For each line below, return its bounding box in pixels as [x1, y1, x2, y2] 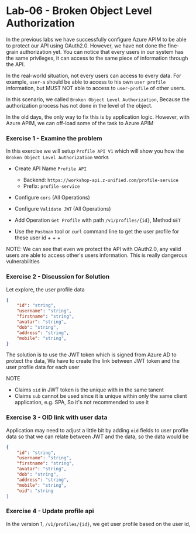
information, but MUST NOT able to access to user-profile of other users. [6, 84, 185, 91]
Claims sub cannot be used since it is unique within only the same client [14, 393, 187, 400]
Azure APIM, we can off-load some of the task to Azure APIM [6, 119, 154, 126]
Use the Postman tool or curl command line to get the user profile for [14, 228, 180, 235]
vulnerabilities [6, 258, 40, 265]
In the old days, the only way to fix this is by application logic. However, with [6, 113, 190, 121]
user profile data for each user [6, 364, 80, 371]
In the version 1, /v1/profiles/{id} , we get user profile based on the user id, [6, 520, 191, 527]
